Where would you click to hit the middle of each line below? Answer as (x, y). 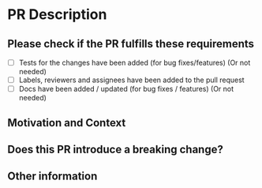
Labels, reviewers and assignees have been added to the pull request (132, 80)
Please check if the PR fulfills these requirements (131, 44)
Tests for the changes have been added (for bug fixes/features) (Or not (135, 62)
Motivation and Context (67, 123)
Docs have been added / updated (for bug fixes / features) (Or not (126, 89)
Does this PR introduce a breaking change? (116, 149)
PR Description (57, 15)
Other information (52, 177)
